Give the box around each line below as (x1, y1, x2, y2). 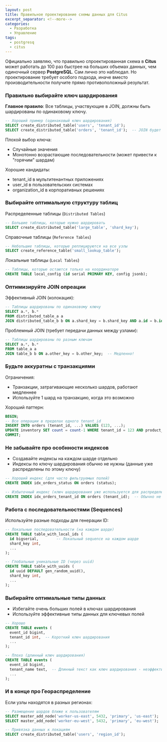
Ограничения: (5, 374, 35, 380)
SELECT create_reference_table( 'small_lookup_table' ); (5, 248, 121, 253)
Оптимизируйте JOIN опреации (5, 283, 86, 290)
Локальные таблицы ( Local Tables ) (5, 257, 80, 263)
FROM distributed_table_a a (5, 314, 64, 319)
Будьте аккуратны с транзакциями (5, 363, 95, 370)
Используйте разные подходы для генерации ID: (5, 518, 109, 524)
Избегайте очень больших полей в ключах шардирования (12, 606, 136, 612)
